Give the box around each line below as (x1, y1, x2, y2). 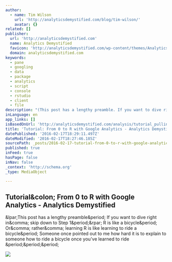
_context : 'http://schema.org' (5, 164, 72, 169)
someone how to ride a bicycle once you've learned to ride (5, 236, 130, 242)
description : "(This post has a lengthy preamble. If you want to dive (5, 107, 161, 113)
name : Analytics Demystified (10, 41, 72, 46)
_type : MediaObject (5, 169, 47, 174)
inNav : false (5, 160, 33, 165)
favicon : (10, 46, 29, 51)
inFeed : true (5, 150, 33, 156)
